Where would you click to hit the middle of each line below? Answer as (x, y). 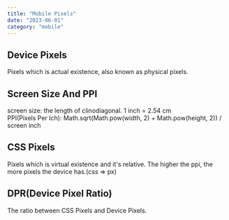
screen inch (24, 125)
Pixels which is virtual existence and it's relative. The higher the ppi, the (110, 164)
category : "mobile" (36, 27)
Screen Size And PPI (52, 94)
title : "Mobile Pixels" (42, 14)
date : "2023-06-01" (36, 20)
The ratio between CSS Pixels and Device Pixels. (77, 210)
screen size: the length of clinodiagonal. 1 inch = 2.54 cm (89, 110)
